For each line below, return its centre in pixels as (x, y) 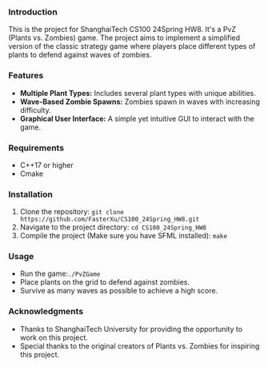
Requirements (36, 148)
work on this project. (54, 337)
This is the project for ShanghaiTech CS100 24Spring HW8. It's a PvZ (122, 30)
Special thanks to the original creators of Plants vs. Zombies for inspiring (140, 345)
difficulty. (35, 110)
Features (26, 76)
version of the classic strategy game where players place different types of (132, 46)
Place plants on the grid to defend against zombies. (105, 282)
